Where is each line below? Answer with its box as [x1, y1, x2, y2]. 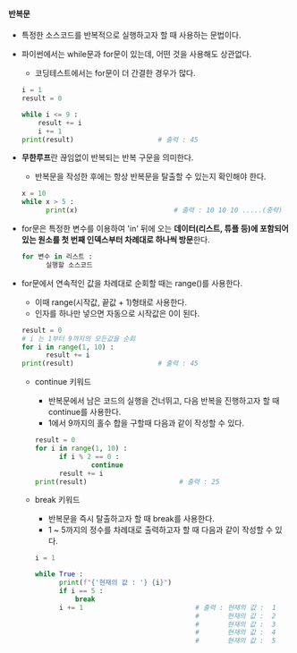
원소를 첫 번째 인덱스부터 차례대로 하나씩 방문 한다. [38, 234, 211, 245]
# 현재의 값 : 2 [194, 611, 276, 621]
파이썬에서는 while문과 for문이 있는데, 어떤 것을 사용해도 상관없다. [21, 49, 252, 60]
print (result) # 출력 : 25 [34, 477, 220, 487]
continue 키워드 [34, 377, 91, 387]
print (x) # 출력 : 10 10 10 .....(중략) [45, 206, 283, 215]
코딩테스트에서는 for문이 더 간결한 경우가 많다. [34, 68, 196, 79]
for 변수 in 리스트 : [21, 252, 93, 261]
